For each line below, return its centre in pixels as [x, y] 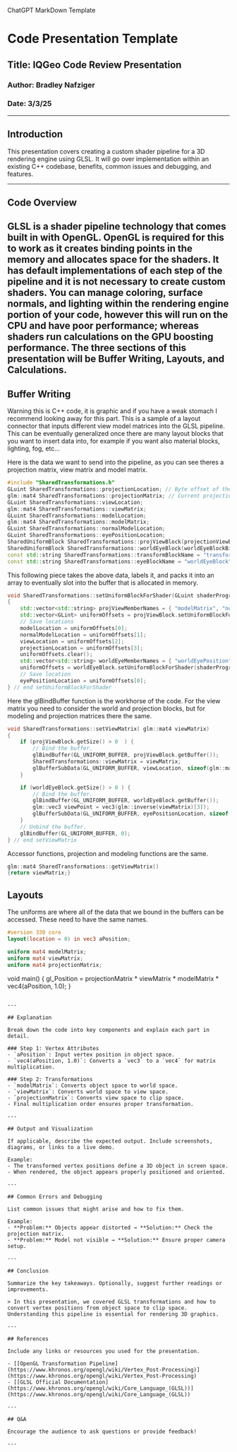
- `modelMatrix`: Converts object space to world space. [93, 1085]
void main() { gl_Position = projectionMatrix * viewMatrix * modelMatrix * [113, 978]
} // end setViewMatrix [42, 840]
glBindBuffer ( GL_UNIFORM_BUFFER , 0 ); [75, 833]
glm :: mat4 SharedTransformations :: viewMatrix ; [77, 509]
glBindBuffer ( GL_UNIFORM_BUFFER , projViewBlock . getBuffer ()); [126, 755]
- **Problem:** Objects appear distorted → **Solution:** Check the [110, 1227]
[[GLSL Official [37, 1382]
